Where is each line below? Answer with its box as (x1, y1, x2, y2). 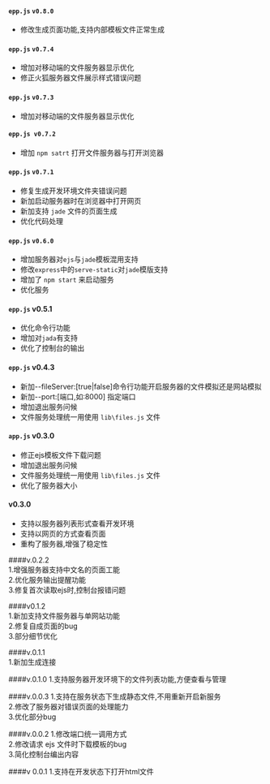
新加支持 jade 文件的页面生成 (19, 206, 118, 216)
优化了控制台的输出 (19, 343, 85, 353)
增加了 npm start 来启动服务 (19, 275, 115, 285)
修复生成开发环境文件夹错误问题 (19, 186, 127, 196)
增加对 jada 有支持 (19, 333, 79, 343)
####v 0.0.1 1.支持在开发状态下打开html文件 (8, 767, 154, 777)
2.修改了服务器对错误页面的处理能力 (8, 702, 129, 712)
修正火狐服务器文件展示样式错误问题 (19, 73, 142, 83)
